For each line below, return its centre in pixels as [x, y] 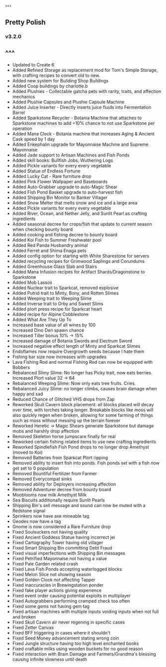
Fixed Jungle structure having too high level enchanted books [76, 644]
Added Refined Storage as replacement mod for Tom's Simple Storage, [85, 70]
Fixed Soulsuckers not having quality [50, 532]
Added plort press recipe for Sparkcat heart [57, 309]
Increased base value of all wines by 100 [54, 325]
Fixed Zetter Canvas [33, 628]
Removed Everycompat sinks [42, 479]
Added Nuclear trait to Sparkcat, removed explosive [65, 288]
